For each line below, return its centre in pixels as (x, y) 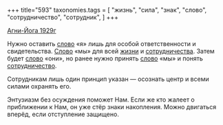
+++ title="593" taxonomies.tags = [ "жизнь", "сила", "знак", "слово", (107, 10)
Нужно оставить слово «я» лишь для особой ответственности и (102, 44)
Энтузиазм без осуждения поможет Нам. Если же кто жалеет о (101, 100)
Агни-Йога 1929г (32, 31)
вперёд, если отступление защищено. (63, 114)
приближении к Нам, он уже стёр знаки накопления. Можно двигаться (112, 107)
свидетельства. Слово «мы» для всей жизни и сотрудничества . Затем (111, 51)
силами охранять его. (39, 86)
